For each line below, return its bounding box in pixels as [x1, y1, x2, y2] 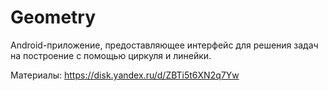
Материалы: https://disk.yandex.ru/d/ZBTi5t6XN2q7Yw [10, 69, 240, 81]
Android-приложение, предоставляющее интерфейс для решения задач [10, 39, 319, 51]
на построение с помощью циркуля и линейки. [10, 49, 212, 61]
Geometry [10, 6, 97, 29]
